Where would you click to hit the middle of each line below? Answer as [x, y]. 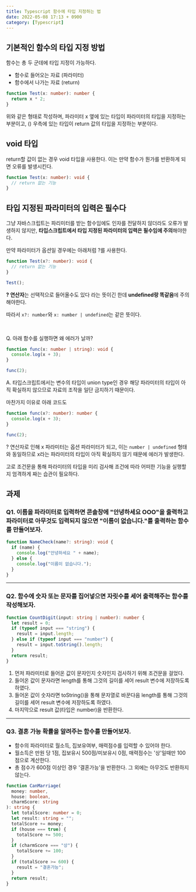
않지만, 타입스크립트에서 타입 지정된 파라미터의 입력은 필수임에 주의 [97, 230]
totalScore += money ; [38, 824]
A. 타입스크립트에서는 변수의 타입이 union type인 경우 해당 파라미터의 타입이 [93, 383]
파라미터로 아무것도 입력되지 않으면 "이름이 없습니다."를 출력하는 [91, 521]
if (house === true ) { [39, 829]
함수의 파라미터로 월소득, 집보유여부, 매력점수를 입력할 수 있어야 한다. [93, 745]
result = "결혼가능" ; [40, 867]
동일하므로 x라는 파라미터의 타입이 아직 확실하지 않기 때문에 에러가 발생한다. [98, 454]
